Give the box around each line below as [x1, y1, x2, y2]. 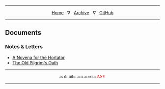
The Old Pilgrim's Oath [12, 59, 58, 65]
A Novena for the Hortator [12, 55, 65, 60]
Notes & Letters [5, 43, 43, 50]
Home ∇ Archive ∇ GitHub [51, 10, 114, 15]
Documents [5, 29, 42, 37]
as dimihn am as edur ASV [59, 74, 106, 79]
